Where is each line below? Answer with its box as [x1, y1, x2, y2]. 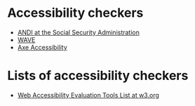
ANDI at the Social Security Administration [17, 28, 140, 37]
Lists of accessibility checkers [7, 68, 189, 84]
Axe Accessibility [17, 43, 68, 51]
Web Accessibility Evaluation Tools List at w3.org [17, 91, 160, 99]
